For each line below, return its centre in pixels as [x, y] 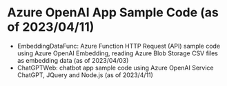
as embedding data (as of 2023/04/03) [73, 60]
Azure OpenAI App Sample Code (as [113, 13]
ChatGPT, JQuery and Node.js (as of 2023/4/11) [85, 75]
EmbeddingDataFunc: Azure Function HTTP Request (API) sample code [119, 46]
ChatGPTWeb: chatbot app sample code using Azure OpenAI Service [115, 68]
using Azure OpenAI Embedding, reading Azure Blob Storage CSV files [118, 53]
